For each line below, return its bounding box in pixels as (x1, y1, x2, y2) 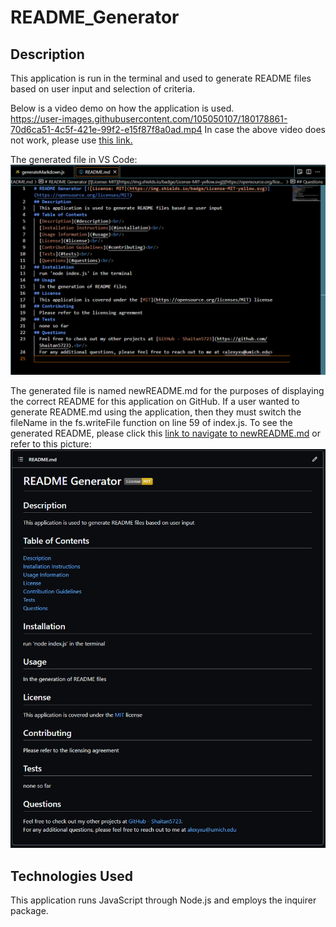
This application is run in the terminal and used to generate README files (10, 72, 312, 84)
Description (10, 46, 85, 63)
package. (10, 905, 49, 917)
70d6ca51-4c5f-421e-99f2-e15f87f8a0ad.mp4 (10, 124, 203, 135)
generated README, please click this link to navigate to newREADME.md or (10, 427, 322, 439)
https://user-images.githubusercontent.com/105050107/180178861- (10, 113, 288, 125)
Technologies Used (10, 867, 133, 885)
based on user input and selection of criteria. (10, 83, 196, 95)
